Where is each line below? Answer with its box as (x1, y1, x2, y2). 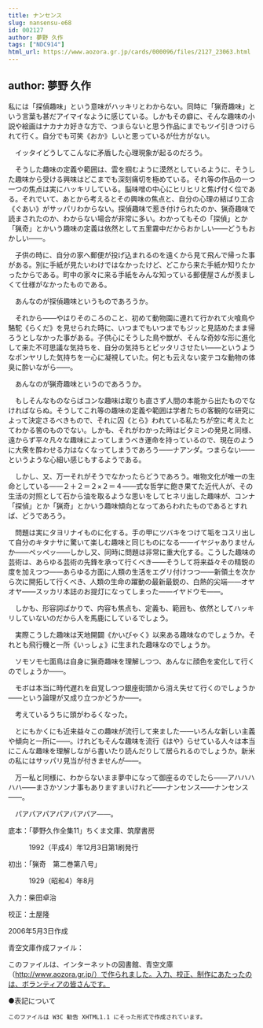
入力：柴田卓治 (8, 893, 57, 902)
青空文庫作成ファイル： (8, 942, 84, 952)
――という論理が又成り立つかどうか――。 (8, 693, 146, 702)
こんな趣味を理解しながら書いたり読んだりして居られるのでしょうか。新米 (14, 745, 256, 756)
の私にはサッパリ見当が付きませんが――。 (8, 756, 146, 765)
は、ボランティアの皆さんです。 (8, 979, 111, 989)
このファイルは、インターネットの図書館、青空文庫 (8, 960, 174, 969)
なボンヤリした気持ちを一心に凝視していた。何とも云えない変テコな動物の (8, 352, 249, 362)
